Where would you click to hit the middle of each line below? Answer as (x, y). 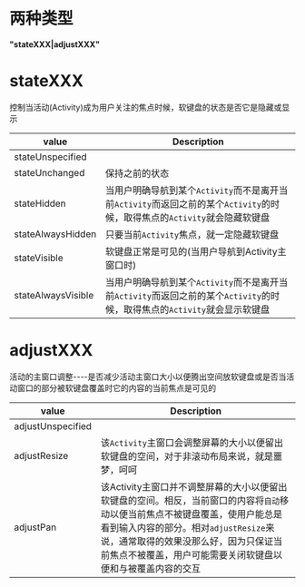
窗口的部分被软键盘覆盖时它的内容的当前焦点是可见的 (116, 387)
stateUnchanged (49, 172)
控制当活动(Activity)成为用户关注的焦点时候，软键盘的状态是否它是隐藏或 (146, 107)
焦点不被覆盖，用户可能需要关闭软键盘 (192, 554)
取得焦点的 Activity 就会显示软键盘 (197, 309)
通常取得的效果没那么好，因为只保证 (196, 541)
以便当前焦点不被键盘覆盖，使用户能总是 (196, 514)
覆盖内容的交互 (169, 568)
